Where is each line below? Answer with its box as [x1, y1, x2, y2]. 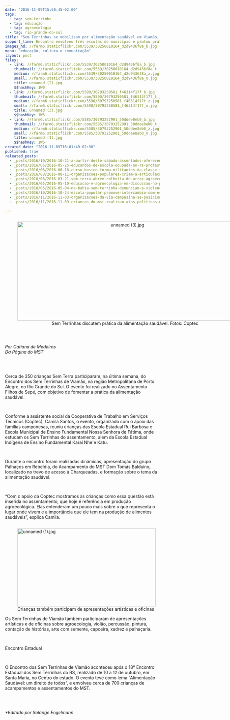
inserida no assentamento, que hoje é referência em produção [5, 499, 131, 504]
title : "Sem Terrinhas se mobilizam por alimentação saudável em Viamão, [5, 35, 160, 40]
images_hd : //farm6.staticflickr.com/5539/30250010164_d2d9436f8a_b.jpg [5, 44, 157, 49]
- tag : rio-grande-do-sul [9, 30, 63, 35]
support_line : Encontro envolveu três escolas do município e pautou [5, 39, 151, 44]
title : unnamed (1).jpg [14, 135, 63, 140]
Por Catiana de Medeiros [5, 344, 56, 350]
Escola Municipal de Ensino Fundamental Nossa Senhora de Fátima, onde [5, 429, 154, 435]
